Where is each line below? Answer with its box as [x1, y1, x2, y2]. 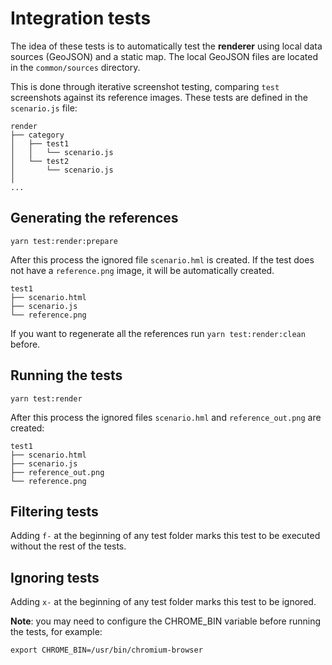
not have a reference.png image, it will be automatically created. [10, 264, 275, 276]
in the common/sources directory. [10, 61, 141, 73]
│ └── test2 [10, 156, 70, 166]
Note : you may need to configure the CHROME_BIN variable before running [10, 615, 322, 627]
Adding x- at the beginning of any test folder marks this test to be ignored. [10, 596, 317, 608]
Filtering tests [10, 503, 99, 520]
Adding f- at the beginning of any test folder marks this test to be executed [10, 530, 321, 542]
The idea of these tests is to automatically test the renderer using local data [10, 40, 323, 52]
